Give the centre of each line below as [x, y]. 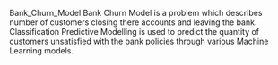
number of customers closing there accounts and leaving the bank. [133, 22]
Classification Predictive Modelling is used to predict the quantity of [135, 32]
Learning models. [42, 51]
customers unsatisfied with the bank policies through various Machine [139, 41]
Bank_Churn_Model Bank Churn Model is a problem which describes [136, 13]
